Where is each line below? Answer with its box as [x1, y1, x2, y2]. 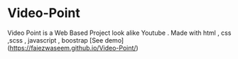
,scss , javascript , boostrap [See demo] [7, 36, 124, 44]
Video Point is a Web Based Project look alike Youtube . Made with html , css [7, 28, 232, 37]
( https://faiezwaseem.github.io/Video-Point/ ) [7, 43, 139, 52]
